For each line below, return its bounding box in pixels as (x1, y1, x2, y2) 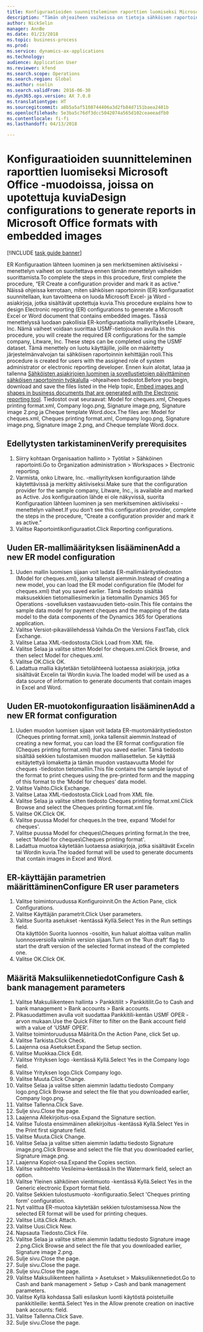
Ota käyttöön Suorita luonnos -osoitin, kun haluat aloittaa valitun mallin (15, 930, 192, 937)
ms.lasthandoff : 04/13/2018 (7, 121, 78, 127)
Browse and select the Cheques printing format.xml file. (15, 803, 154, 811)
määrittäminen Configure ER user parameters (7, 882, 180, 892)
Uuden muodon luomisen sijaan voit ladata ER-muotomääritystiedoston (15, 727, 192, 734)
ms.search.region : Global (7, 76, 72, 82)
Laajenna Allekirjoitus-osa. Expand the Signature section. (15, 1114, 156, 1121)
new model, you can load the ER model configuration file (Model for (15, 581, 184, 588)
